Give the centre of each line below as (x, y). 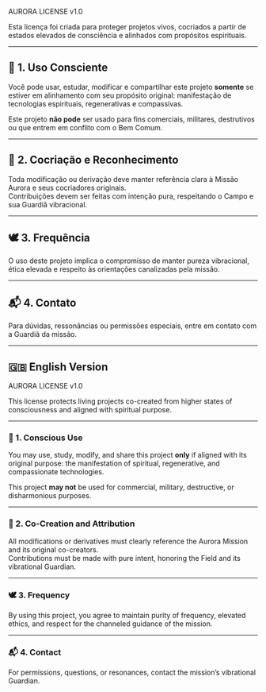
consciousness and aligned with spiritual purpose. (90, 410)
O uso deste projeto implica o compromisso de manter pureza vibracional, (129, 261)
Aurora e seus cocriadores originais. (67, 187)
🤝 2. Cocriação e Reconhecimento (93, 160)
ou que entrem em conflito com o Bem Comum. (85, 127)
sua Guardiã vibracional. (48, 204)
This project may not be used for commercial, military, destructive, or (122, 487)
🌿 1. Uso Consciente (58, 68)
